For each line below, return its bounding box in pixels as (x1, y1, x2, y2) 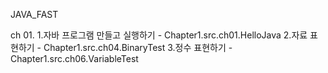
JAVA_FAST (10, 9, 59, 20)
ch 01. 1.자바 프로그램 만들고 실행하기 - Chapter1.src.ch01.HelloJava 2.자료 (10, 29, 308, 41)
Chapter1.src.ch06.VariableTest (10, 53, 139, 64)
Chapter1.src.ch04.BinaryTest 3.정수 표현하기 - (43, 42, 233, 53)
